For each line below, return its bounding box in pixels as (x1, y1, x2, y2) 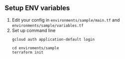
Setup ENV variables (4, 4, 70, 12)
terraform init (11, 50, 44, 55)
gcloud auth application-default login (11, 37, 95, 42)
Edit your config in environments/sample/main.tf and (11, 17, 120, 23)
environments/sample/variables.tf (11, 23, 84, 28)
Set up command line (11, 27, 56, 33)
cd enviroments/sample (11, 45, 59, 51)
